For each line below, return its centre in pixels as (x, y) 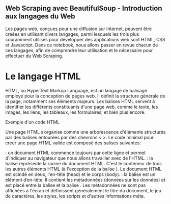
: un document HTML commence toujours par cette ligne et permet (76, 152)
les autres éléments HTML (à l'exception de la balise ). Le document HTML (83, 169)
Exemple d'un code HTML (33, 122)
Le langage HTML (43, 76)
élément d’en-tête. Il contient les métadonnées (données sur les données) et (85, 180)
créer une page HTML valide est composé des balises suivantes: (73, 143)
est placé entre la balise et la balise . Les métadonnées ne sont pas (76, 185)
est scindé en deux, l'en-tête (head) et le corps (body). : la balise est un (80, 174)
